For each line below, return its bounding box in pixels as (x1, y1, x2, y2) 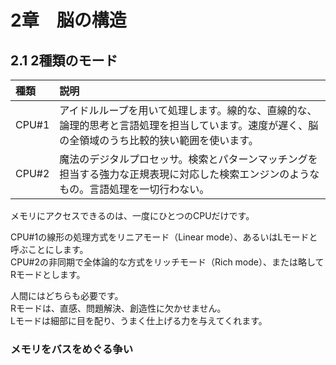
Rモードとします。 (10, 269, 86, 280)
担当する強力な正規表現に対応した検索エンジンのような (59, 167, 320, 181)
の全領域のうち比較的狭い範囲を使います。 (59, 134, 259, 147)
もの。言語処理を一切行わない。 (59, 182, 210, 196)
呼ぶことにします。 (10, 244, 89, 255)
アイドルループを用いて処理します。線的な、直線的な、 (59, 104, 318, 117)
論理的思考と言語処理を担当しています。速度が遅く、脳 (59, 119, 319, 132)
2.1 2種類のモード (10, 52, 118, 69)
